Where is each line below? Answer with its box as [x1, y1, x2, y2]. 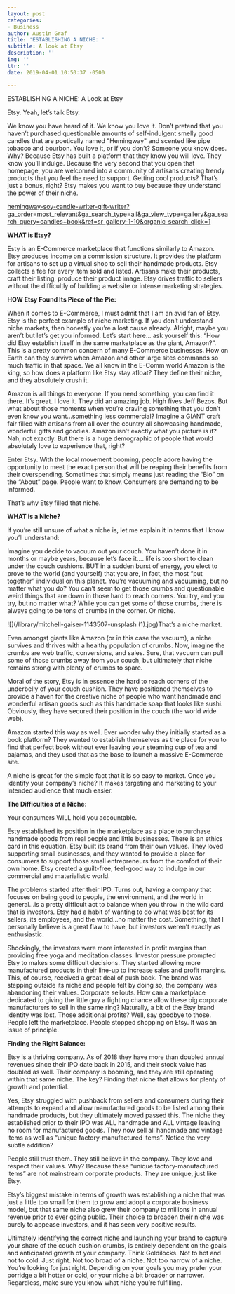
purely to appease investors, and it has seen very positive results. [7, 1220, 197, 1228]
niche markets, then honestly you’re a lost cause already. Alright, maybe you [7, 323, 229, 332]
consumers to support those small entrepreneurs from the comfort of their [7, 856, 222, 865]
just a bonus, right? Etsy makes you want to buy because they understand [7, 181, 221, 189]
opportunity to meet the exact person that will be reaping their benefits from [7, 462, 227, 471]
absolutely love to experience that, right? [7, 441, 125, 450]
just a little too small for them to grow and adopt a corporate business [7, 1197, 208, 1206]
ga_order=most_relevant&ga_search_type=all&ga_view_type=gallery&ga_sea [7, 210, 229, 218]
